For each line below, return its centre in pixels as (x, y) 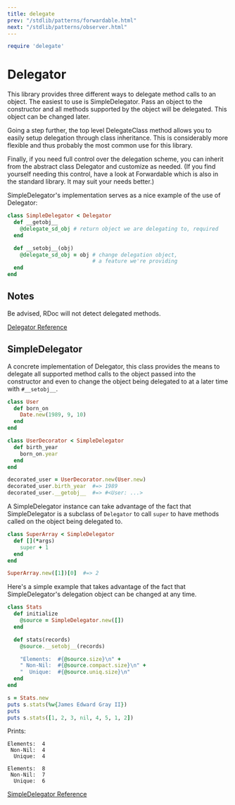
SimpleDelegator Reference (47, 794)
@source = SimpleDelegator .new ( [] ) (72, 621)
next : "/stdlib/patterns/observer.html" (68, 27)
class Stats (25, 607)
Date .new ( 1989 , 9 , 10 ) (53, 415)
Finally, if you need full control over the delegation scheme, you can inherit (115, 159)
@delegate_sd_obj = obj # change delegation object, (99, 255)
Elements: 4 (26, 744)
